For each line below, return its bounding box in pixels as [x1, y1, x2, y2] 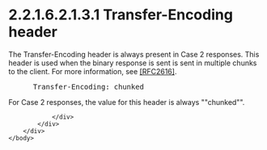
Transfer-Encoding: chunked [32, 82, 144, 91]
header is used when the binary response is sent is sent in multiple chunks [8, 58, 257, 68]
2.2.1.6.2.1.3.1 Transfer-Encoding [8, 6, 233, 24]
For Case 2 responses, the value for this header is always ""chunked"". [8, 97, 245, 106]
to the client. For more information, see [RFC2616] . [8, 66, 177, 76]
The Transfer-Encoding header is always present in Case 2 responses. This [8, 49, 260, 59]
